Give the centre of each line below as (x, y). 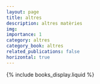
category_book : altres (35, 46)
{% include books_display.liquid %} (50, 74)
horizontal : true (28, 57)
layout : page (23, 12)
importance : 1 (24, 35)
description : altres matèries (45, 23)
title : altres (24, 18)
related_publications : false (43, 52)
